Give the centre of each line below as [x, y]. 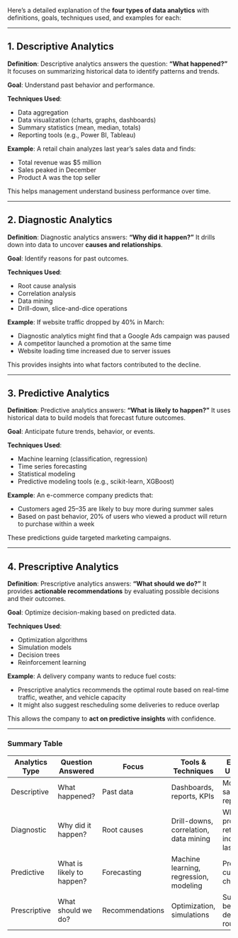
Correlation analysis [47, 293]
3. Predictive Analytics [58, 393]
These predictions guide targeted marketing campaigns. [89, 538]
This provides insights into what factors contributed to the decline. [104, 365]
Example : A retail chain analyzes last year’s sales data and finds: [102, 149]
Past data [118, 791]
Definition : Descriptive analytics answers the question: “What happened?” [118, 64]
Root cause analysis [47, 285]
